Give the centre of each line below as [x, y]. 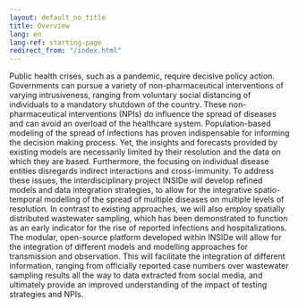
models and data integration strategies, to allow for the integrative [131, 190]
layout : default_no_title [57, 17]
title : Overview [39, 26]
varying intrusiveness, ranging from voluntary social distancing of [130, 96]
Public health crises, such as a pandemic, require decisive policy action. [142, 76]
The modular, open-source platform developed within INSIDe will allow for [145, 237]
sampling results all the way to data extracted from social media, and [136, 275]
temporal [26, 200]
